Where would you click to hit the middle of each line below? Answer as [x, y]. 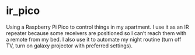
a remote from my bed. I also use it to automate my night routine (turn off [94, 39]
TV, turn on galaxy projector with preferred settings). [69, 46]
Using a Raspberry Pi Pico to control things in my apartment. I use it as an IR [97, 27]
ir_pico [23, 11]
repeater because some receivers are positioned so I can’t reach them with [96, 33]
